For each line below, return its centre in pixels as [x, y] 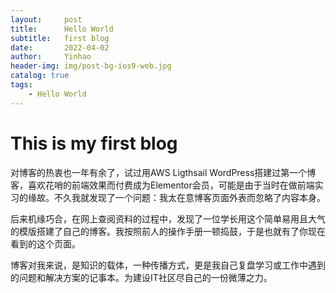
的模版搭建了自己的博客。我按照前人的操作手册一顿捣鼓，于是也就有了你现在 [168, 231]
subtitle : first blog [60, 38]
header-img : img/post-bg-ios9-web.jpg [91, 66]
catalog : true [40, 76]
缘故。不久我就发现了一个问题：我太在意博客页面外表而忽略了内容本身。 [176, 197]
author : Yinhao [51, 57]
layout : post [46, 19]
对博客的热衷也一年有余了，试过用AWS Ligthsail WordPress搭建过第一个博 [163, 172]
